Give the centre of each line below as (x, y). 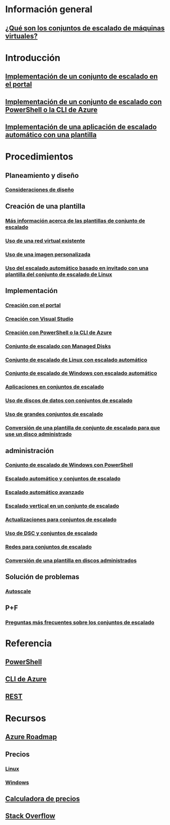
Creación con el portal (33, 305)
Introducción (33, 58)
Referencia (29, 643)
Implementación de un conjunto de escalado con (83, 102)
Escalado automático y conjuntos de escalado (63, 479)
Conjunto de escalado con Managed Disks (58, 346)
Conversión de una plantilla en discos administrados (71, 560)
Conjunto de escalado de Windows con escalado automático (81, 373)
